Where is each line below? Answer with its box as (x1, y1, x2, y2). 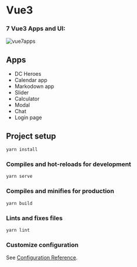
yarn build (6, 200, 33, 206)
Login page (14, 114, 42, 121)
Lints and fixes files (6, 214, 63, 222)
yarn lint (6, 227, 30, 233)
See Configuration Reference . (6, 254, 78, 261)
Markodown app (14, 83, 54, 90)
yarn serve (6, 174, 33, 180)
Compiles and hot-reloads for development (6, 160, 132, 168)
